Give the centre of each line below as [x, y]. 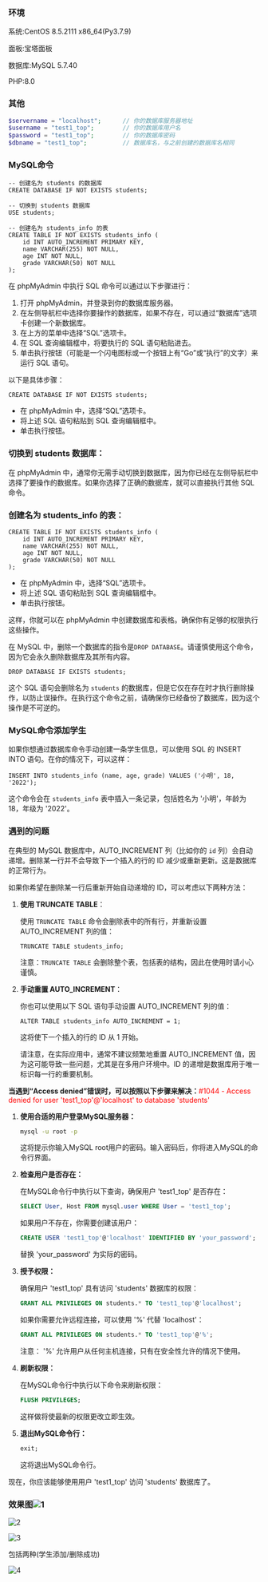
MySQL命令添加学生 [47, 730]
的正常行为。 [29, 870]
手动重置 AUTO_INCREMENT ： [71, 989]
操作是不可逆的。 [36, 708]
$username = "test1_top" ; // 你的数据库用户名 [95, 128]
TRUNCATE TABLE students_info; [72, 946]
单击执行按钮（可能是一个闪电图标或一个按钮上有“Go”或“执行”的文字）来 [139, 353]
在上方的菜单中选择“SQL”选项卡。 [75, 333]
